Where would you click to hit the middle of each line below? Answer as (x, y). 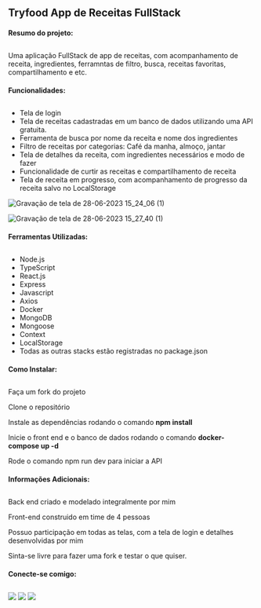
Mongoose (37, 326)
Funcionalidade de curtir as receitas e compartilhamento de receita (128, 171)
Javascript (36, 293)
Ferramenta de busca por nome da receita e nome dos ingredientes (129, 138)
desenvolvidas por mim (46, 540)
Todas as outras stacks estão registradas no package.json (114, 351)
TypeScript (37, 268)
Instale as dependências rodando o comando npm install (100, 423)
